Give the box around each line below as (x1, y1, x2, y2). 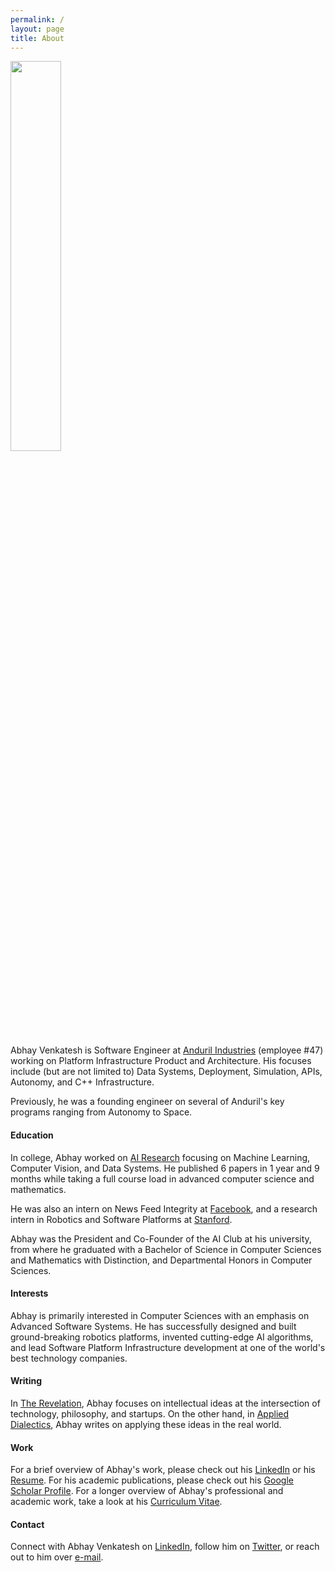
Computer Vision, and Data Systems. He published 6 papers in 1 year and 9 (10, 1162, 320, 1174)
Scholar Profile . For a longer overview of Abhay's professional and (10, 1485, 284, 1497)
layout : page (10, 24, 65, 34)
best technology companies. (10, 1352, 128, 1364)
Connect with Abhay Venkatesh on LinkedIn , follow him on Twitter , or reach (10, 1541, 320, 1553)
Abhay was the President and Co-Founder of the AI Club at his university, (10, 1232, 312, 1245)
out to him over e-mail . (10, 1551, 104, 1563)
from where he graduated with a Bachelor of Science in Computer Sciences (10, 1243, 322, 1255)
